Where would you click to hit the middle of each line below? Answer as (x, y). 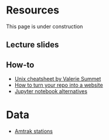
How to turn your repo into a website (59, 85)
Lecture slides (33, 45)
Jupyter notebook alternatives (51, 91)
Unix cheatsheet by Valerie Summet (58, 79)
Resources (33, 10)
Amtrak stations (33, 131)
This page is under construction (45, 26)
